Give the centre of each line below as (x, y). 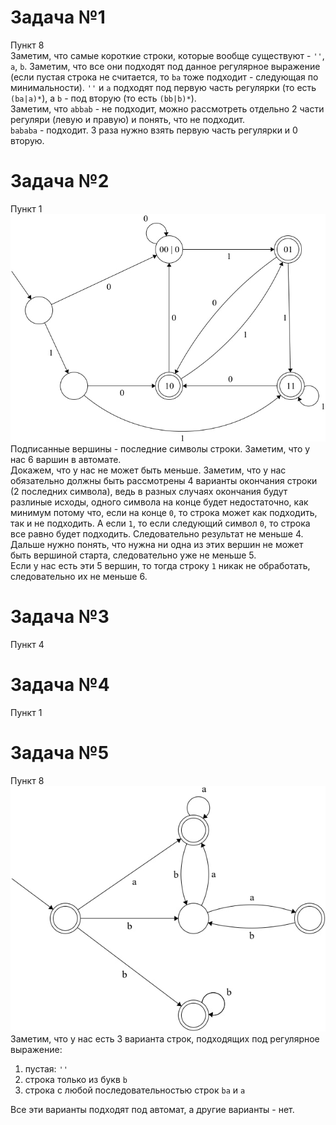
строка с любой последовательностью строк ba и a (135, 1090)
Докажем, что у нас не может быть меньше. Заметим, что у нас (148, 470)
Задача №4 (60, 685)
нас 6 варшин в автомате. (66, 460)
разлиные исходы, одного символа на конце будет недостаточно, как (159, 502)
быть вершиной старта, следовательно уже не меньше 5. (133, 555)
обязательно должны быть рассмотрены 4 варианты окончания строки (164, 481)
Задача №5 (60, 753)
